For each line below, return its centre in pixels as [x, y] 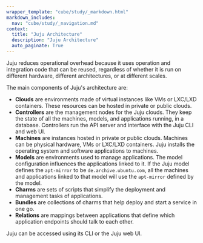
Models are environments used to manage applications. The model [99, 157]
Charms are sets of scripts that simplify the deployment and [90, 189]
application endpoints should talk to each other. [75, 221]
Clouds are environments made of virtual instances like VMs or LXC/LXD [106, 99]
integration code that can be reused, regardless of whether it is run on [94, 69]
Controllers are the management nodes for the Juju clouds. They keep [103, 112]
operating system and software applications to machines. [87, 151]
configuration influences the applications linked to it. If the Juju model [102, 164]
